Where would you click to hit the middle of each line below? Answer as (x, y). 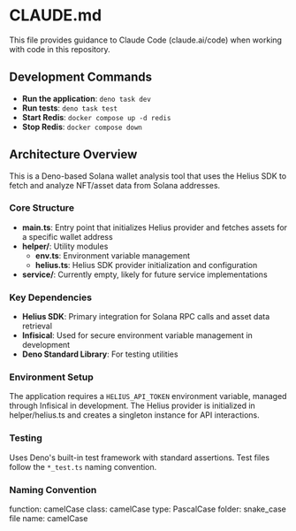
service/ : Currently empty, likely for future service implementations (144, 274)
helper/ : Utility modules (65, 246)
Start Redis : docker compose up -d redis (96, 117)
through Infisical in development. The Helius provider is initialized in (133, 406)
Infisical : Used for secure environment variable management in (137, 335)
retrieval (37, 326)
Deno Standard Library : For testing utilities (100, 354)
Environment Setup (52, 377)
